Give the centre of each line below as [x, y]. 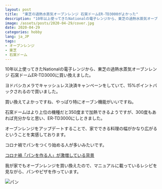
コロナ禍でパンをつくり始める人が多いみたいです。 [56, 145]
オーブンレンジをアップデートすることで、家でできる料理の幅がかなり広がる [81, 129]
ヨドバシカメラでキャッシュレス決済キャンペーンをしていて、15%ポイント [79, 86]
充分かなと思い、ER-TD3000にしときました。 [59, 118]
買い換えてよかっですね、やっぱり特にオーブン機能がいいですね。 [71, 102]
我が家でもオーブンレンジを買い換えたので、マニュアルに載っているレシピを [81, 166]
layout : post [18, 9]
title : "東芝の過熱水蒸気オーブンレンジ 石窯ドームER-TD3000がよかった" [72, 14]
